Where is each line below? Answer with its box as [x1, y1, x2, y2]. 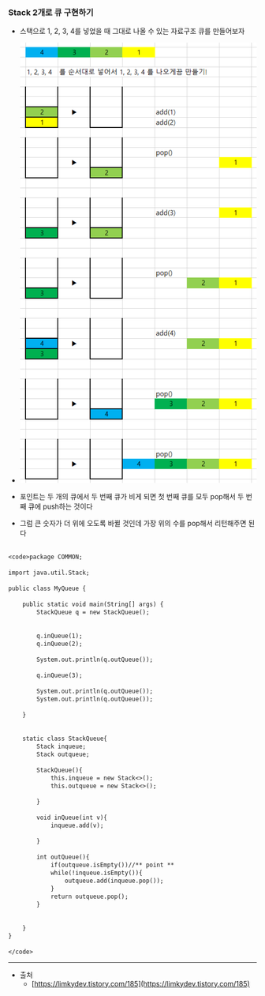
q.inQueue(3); [36, 671, 83, 679]
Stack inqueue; [36, 742, 87, 750]
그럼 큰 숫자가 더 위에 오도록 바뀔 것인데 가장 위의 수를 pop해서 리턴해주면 [19, 518, 247, 528]
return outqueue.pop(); [50, 893, 129, 900]
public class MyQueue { [8, 584, 87, 592]
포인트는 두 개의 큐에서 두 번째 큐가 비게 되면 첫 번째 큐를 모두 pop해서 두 [19, 491, 244, 501]
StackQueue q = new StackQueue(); [36, 608, 150, 616]
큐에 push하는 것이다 [28, 502, 93, 511]
